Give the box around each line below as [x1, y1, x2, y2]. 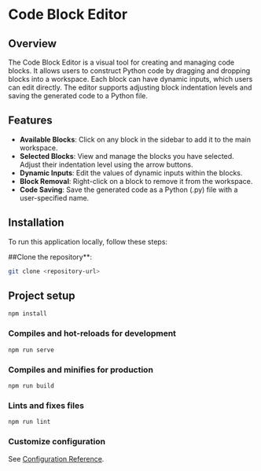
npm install [8, 310, 47, 318]
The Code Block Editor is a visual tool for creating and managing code [8, 57, 235, 67]
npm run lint [8, 418, 51, 426]
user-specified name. [19, 193, 90, 202]
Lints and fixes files [8, 399, 85, 410]
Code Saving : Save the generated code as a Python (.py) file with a [19, 185, 238, 194]
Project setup [8, 289, 76, 302]
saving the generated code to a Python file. [8, 91, 148, 100]
